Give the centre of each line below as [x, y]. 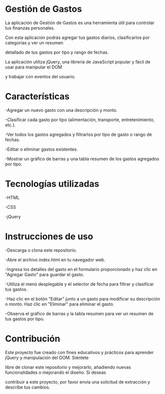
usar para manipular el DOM [34, 67]
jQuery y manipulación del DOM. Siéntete [47, 358]
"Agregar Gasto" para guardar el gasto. [45, 274]
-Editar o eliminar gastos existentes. [41, 149]
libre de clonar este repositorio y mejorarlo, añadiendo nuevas [68, 367]
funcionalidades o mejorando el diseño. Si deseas [56, 372]
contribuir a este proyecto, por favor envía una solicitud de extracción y [78, 382]
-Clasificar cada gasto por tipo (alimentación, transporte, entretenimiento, [80, 120]
